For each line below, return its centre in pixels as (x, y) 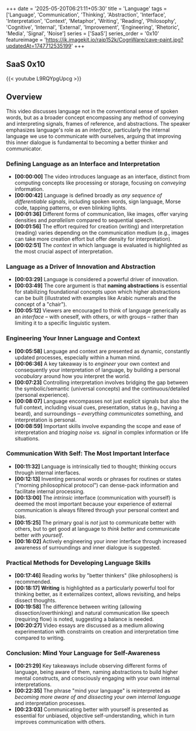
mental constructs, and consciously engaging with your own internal (97, 678)
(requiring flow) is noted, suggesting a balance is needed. (84, 619)
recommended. (33, 582)
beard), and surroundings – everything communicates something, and (99, 413)
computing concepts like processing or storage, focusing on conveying (100, 183)
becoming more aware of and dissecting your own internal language (97, 697)
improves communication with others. (60, 722)
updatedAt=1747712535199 (39, 46)
